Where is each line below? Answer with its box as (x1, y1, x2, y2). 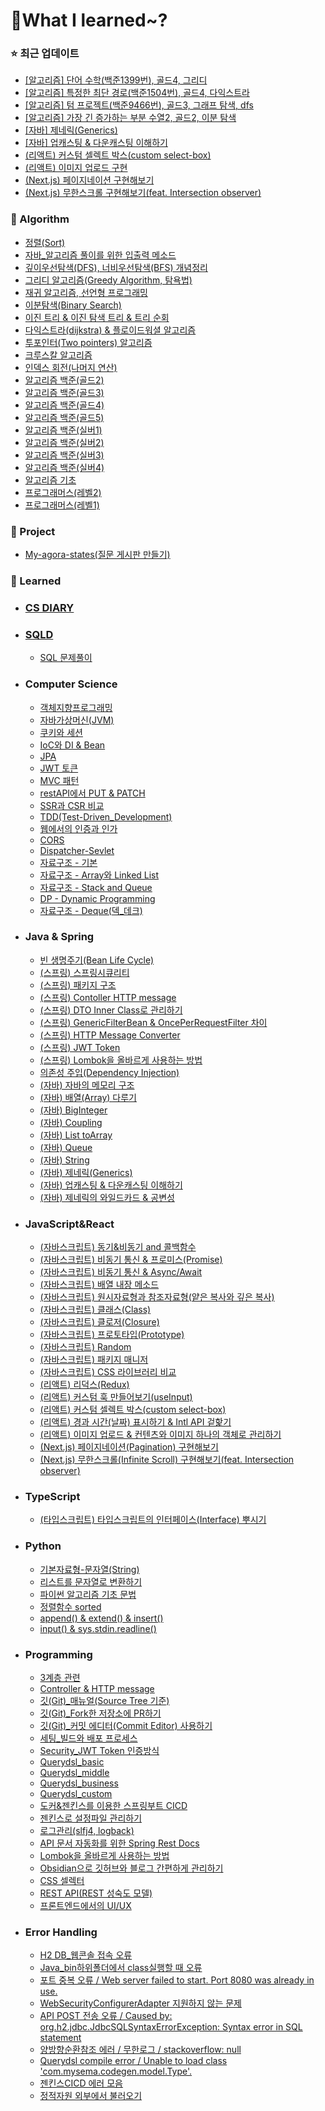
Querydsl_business (39, 1777, 119, 1789)
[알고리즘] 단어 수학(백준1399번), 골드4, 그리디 (24, 74, 208, 86)
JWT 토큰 (39, 762, 79, 774)
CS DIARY (24, 600, 75, 614)
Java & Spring (24, 930, 95, 944)
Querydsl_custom (39, 1788, 113, 1799)
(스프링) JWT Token (39, 1041, 121, 1053)
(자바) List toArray (39, 1129, 113, 1141)
